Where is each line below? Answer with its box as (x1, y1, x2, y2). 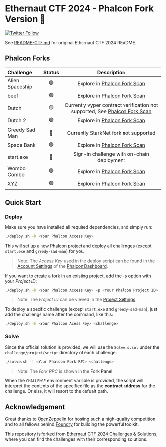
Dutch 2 (7, 117, 26, 124)
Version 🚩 (5, 13, 46, 25)
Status (43, 69, 59, 75)
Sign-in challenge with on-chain (73, 150, 149, 157)
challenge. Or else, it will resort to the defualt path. (5, 388, 108, 394)
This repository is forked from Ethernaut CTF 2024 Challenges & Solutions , (5, 431, 158, 437)
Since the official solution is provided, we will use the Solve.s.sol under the (5, 344, 160, 350)
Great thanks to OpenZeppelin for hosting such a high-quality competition (5, 416, 156, 422)
